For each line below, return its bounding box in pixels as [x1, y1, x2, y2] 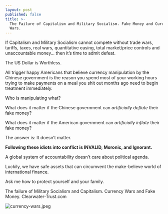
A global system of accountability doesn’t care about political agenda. [5, 154, 149, 160]
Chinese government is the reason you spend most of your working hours [5, 75, 157, 81]
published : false [5, 12, 41, 17]
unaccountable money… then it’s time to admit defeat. [5, 50, 116, 56]
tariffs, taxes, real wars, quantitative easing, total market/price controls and [5, 45, 160, 51]
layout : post [5, 7, 32, 12]
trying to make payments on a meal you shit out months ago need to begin [5, 80, 158, 86]
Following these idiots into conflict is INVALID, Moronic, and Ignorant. [5, 144, 152, 150]
